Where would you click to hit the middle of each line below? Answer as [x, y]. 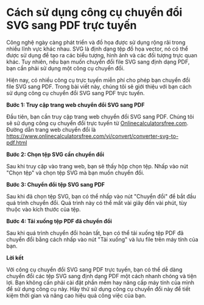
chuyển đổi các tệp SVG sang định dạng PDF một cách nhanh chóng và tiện [101, 276]
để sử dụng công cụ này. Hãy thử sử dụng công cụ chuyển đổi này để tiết [98, 289]
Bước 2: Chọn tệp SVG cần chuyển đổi [55, 154]
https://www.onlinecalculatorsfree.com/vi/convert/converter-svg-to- [92, 136]
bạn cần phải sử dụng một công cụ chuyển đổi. [65, 68]
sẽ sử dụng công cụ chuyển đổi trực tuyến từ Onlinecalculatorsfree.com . [97, 123]
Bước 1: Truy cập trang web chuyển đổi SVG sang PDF [76, 105]
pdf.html [17, 142]
